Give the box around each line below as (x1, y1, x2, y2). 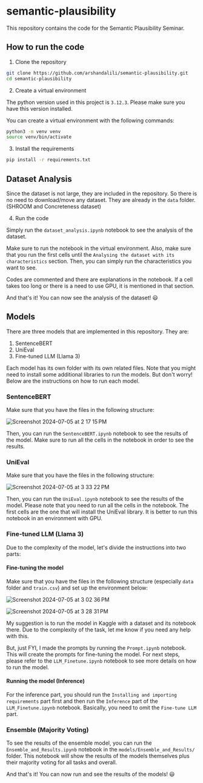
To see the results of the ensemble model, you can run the (6, 739, 152, 746)
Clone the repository (15, 58, 67, 65)
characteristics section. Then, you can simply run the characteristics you (6, 257, 192, 265)
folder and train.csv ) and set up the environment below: (6, 584, 148, 591)
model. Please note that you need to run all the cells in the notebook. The (6, 502, 189, 509)
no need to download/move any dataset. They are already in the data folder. (6, 196, 196, 203)
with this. (6, 632, 29, 639)
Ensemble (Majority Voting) (6, 725, 89, 734)
